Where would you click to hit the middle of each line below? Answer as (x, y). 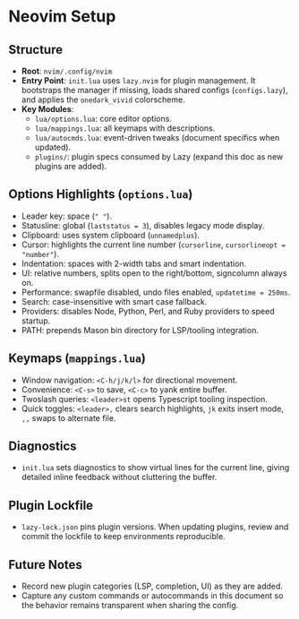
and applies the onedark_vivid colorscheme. (103, 99)
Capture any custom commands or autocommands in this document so (152, 596)
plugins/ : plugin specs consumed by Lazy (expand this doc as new (159, 157)
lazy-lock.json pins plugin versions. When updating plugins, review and (155, 527)
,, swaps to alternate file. (68, 417)
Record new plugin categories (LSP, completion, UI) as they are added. (152, 586)
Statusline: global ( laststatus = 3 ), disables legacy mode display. (143, 225)
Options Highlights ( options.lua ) (101, 194)
